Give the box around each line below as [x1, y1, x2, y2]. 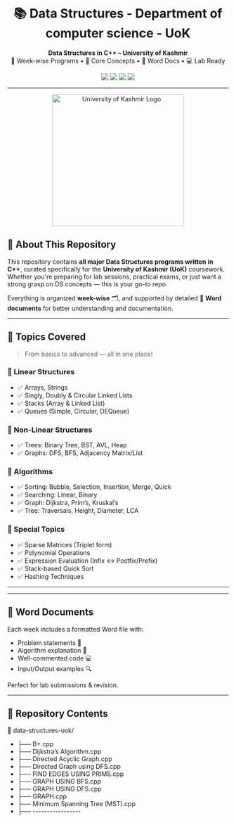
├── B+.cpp [17, 740, 54, 748]
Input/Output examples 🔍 [17, 664, 92, 672]
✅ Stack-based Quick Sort [17, 564, 94, 573]
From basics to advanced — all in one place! [24, 350, 153, 358]
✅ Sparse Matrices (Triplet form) [17, 540, 112, 549]
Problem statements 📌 [17, 638, 82, 647]
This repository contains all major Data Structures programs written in [7, 257, 214, 266]
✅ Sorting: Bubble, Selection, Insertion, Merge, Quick [17, 483, 171, 491]
